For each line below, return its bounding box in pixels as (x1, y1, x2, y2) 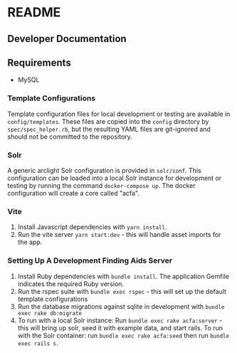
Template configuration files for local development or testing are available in (7, 110, 231, 118)
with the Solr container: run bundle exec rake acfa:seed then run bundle (17, 331, 230, 339)
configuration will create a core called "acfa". (7, 189, 140, 197)
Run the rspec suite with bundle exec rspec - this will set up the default (17, 287, 226, 295)
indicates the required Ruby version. (17, 279, 125, 288)
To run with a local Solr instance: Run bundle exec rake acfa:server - (17, 316, 223, 325)
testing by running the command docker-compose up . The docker (7, 181, 196, 189)
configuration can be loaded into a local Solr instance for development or (7, 174, 222, 182)
